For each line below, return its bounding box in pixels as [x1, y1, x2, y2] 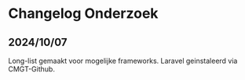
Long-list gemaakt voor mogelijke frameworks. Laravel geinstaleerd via [8, 56, 238, 65]
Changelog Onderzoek [8, 5, 159, 23]
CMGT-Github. [8, 64, 55, 74]
